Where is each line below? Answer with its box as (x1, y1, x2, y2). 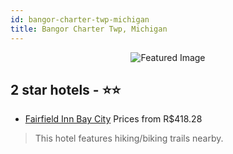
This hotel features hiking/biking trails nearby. (34, 132, 224, 145)
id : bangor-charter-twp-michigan (10, 14, 150, 25)
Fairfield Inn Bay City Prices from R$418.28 (24, 113, 203, 125)
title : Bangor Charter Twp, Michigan (10, 24, 168, 34)
